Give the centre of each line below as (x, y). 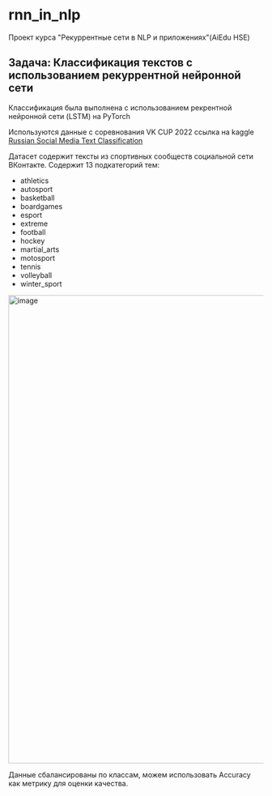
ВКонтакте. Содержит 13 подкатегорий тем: (84, 164)
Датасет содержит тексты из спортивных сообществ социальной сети (131, 156)
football (33, 232)
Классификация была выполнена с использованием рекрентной (120, 108)
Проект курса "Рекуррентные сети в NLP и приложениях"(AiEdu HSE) (130, 37)
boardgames (41, 206)
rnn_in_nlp (45, 15)
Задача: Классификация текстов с (100, 63)
